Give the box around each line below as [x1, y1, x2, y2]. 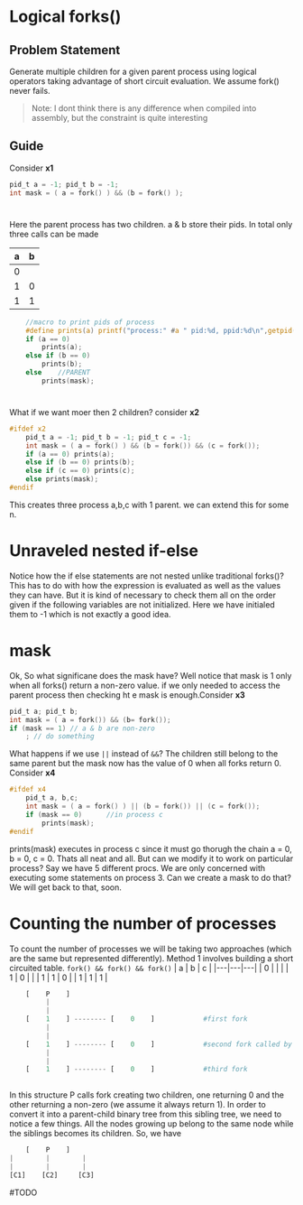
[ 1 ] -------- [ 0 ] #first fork [25, 1015, 248, 1024]
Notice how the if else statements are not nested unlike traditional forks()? [9, 570, 284, 581]
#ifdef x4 [9, 785, 47, 794]
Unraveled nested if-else [9, 541, 198, 561]
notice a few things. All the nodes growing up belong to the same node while [9, 1118, 295, 1129]
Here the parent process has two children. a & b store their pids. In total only [9, 218, 293, 229]
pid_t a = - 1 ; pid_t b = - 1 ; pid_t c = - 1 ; [25, 432, 192, 441]
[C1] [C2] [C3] [9, 1171, 95, 1180]
